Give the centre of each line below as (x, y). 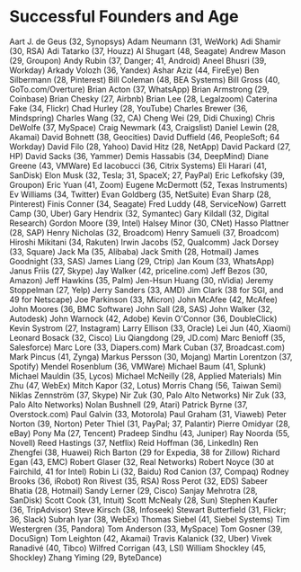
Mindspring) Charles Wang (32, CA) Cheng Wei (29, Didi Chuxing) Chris (142, 118)
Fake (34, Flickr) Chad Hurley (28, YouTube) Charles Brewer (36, (129, 108)
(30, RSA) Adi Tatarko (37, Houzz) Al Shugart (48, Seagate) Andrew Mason (147, 50)
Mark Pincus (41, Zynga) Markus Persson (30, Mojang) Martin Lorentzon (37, (151, 356)
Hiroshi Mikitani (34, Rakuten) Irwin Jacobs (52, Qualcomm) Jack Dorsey (144, 242)
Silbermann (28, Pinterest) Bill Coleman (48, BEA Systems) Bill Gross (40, (145, 79)
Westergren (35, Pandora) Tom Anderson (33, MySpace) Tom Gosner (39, (146, 529)
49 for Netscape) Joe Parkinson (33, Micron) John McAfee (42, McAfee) (144, 299)
